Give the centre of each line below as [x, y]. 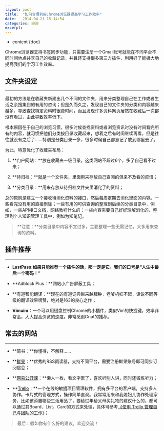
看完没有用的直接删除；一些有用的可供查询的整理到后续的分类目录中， [80, 203]
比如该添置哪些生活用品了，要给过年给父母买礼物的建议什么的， [85, 401]
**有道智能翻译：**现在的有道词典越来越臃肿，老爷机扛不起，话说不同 [83, 294]
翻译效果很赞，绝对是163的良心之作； [59, 300]
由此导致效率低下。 [45, 117]
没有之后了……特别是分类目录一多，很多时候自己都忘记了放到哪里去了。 [86, 139]
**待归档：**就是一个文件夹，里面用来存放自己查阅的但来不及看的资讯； [85, 177]
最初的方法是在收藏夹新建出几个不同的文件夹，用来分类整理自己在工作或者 [80, 98]
